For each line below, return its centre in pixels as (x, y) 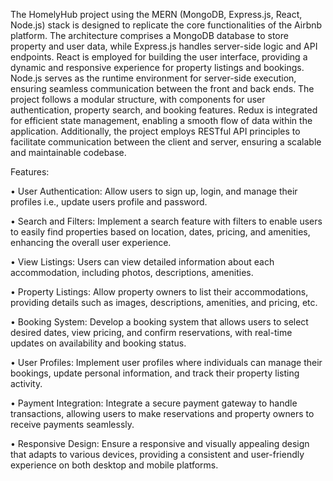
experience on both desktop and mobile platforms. (114, 465)
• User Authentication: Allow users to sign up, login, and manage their (154, 191)
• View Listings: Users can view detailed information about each (142, 262)
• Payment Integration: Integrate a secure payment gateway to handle (154, 403)
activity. (26, 383)
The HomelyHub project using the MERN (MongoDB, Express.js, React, (156, 14)
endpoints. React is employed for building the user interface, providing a (159, 57)
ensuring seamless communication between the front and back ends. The (162, 88)
